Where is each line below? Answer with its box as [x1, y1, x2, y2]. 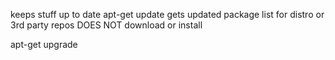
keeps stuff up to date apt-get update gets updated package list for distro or [10, 9, 325, 20]
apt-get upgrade [10, 39, 78, 50]
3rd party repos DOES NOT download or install [10, 19, 203, 31]
